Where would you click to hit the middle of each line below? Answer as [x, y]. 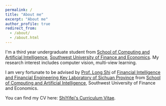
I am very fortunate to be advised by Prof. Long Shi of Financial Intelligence [83, 72]
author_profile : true [28, 24]
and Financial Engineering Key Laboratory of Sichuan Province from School [83, 77]
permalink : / [19, 10]
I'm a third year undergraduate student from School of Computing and [77, 52]
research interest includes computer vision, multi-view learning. [71, 62]
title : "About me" [24, 14]
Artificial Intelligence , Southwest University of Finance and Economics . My [82, 57]
